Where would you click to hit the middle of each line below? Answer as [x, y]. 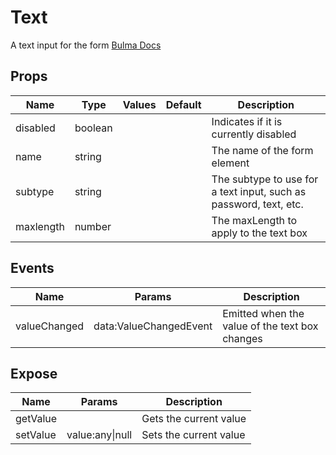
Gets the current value [194, 419]
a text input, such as [259, 191]
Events [32, 268]
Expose [34, 373]
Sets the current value [193, 435]
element [230, 163]
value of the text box [270, 326]
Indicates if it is [247, 121]
